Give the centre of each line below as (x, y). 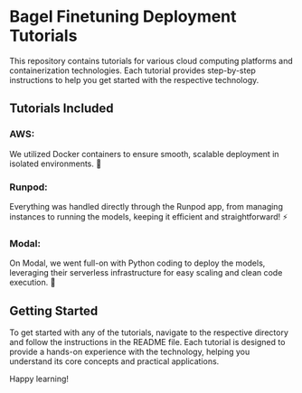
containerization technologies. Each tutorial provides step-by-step (132, 70)
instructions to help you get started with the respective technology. (134, 80)
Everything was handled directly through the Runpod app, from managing (146, 206)
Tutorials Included (61, 109)
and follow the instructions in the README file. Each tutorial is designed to (147, 342)
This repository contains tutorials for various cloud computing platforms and (151, 61)
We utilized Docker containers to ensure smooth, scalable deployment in (144, 154)
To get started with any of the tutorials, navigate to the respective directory (149, 332)
